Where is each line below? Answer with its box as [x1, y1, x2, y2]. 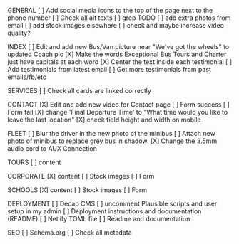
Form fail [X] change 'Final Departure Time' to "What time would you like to [7, 108, 228, 116]
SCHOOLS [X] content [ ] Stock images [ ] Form [7, 186, 148, 194]
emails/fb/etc [7, 73, 46, 81]
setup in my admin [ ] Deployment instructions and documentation [7, 207, 202, 216]
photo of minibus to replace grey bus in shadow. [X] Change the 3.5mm [7, 137, 218, 145]
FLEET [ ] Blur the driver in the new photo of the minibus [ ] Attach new [7, 129, 215, 137]
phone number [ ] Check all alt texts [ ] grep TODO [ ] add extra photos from [7, 14, 231, 22]
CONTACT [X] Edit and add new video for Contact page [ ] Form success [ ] [7, 100, 230, 109]
